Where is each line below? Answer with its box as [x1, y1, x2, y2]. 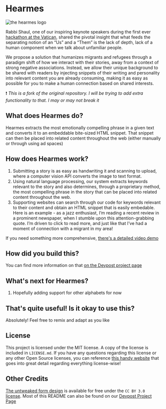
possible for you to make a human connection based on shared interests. [5, 80, 154, 86]
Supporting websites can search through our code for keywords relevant [12, 199, 161, 205]
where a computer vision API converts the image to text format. [12, 173, 142, 179]
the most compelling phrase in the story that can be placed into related [12, 188, 157, 195]
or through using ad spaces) [5, 140, 63, 146]
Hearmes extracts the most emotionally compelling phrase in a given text [5, 124, 155, 131]
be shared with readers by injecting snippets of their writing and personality [5, 70, 160, 75]
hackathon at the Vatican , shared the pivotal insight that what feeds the [5, 34, 151, 40]
